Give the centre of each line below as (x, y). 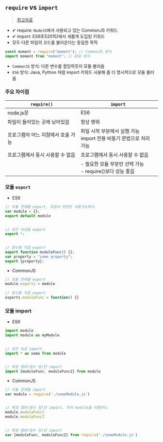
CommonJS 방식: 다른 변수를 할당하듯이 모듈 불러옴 (58, 66)
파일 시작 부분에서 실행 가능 (110, 131)
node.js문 (18, 112)
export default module (28, 216)
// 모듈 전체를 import (25, 389)
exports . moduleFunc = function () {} (42, 298)
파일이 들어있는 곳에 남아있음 (39, 122)
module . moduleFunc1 (25, 412)
